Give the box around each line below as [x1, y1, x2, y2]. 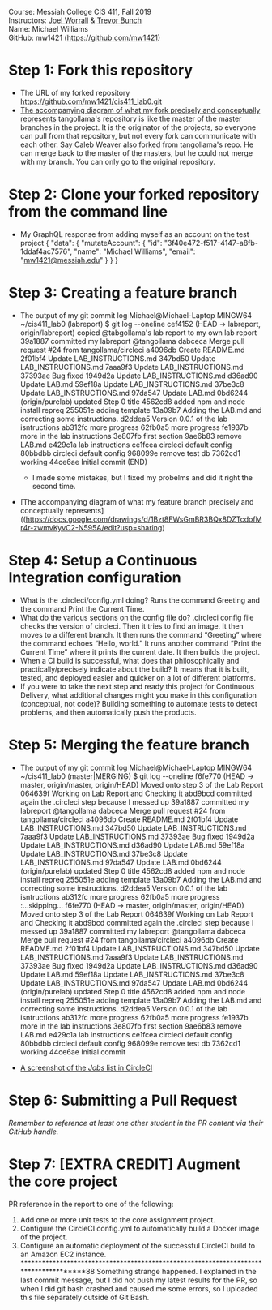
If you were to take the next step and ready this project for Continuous [19, 681, 255, 691]
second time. [32, 481, 76, 491]
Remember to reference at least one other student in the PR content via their [8, 1118, 264, 1127]
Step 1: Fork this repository [8, 61, 193, 79]
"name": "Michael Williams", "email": [74, 247, 196, 256]
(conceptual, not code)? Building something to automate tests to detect [19, 698, 257, 708]
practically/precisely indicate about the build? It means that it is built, [19, 664, 249, 674]
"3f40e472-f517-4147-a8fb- [164, 238, 259, 247]
